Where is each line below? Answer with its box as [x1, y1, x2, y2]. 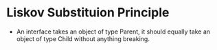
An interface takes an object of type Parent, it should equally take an [16, 27, 211, 36]
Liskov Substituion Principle [6, 5, 170, 21]
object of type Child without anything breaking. [16, 34, 150, 42]
